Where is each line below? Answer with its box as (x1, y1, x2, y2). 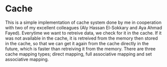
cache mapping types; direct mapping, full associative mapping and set (5, 51, 152, 57)
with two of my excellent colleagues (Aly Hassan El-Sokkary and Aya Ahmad (5, 24, 162, 30)
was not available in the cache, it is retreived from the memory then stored (5, 35, 158, 41)
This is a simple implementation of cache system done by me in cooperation (5, 19, 162, 25)
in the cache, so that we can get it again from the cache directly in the (5, 40, 149, 46)
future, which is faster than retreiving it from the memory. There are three (5, 46, 156, 52)
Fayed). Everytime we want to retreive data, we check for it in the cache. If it (5, 30, 162, 36)
